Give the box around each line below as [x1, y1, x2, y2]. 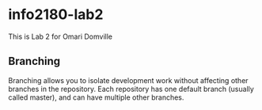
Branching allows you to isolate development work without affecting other [8, 75, 249, 85]
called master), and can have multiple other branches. [8, 93, 184, 102]
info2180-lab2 [8, 6, 104, 24]
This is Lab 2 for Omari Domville [8, 32, 113, 41]
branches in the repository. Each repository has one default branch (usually [8, 84, 255, 93]
